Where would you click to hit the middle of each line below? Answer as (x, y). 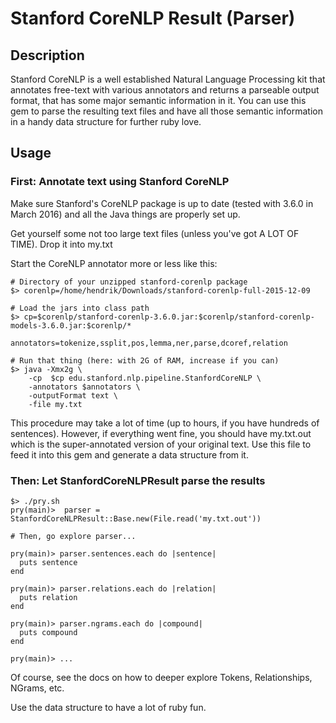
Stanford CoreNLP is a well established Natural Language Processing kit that (168, 79)
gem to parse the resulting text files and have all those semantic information (166, 111)
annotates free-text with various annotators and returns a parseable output (165, 90)
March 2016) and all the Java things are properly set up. (125, 214)
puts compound (48, 632)
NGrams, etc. (37, 688)
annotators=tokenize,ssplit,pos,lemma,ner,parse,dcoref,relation (149, 343)
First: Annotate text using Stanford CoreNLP (120, 182)
